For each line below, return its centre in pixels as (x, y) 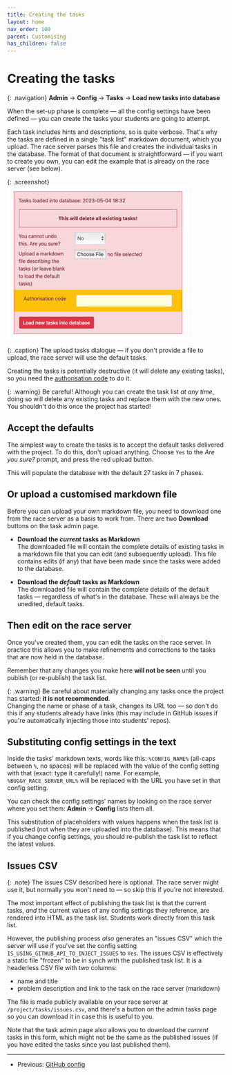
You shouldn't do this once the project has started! (79, 407)
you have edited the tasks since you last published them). (89, 1045)
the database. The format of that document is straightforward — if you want (115, 154)
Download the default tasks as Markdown (78, 582)
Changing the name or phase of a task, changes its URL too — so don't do (113, 706)
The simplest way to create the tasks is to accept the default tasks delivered (116, 445)
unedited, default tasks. (51, 603)
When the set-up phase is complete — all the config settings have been (109, 111)
